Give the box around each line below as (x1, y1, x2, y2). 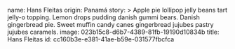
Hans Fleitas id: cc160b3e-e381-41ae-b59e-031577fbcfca (7, 35, 175, 43)
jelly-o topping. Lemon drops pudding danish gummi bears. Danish (7, 13, 200, 21)
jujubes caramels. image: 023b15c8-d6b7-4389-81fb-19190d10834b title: (7, 28, 220, 36)
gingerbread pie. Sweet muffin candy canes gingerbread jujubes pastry (7, 21, 214, 28)
